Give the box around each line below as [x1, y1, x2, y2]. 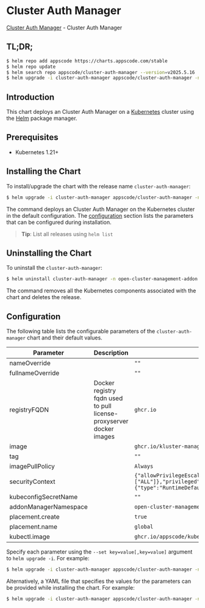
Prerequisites [6, 132, 59, 143]
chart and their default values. [27, 334, 103, 341]
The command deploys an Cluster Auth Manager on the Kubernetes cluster [6, 206, 195, 213]
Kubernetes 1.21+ [15, 148, 59, 156]
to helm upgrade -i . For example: [6, 555, 90, 562]
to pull [93, 402, 112, 410]
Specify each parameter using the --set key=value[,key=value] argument [6, 548, 193, 555]
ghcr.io [134, 406, 157, 413]
